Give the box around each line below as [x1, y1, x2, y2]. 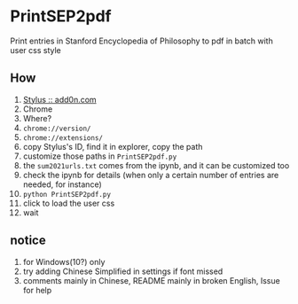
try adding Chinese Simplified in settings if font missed [22, 266, 223, 277]
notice [10, 233, 47, 248]
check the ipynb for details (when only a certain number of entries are [22, 169, 279, 180]
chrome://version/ [22, 124, 91, 133]
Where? [22, 113, 52, 123]
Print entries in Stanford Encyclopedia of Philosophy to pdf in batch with [10, 35, 273, 46]
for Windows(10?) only [22, 256, 106, 267]
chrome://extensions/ [22, 133, 103, 143]
